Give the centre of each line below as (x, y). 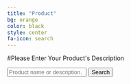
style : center (27, 32)
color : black (26, 26)
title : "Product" (32, 13)
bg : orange (23, 20)
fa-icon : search (30, 39)
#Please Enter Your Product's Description (66, 58)
